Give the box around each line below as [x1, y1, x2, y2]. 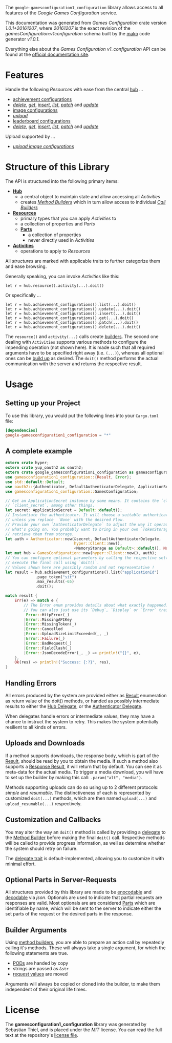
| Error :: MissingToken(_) [24, 622, 77, 627]
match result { [5, 593, 38, 598]
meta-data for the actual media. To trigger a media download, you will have [5, 768, 164, 775]
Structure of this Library [5, 161, 110, 173]
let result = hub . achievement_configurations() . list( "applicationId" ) [5, 570, 159, 575]
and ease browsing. [5, 263, 47, 269]
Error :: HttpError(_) [26, 612, 70, 617]
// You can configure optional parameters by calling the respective [5, 555, 157, 560]
